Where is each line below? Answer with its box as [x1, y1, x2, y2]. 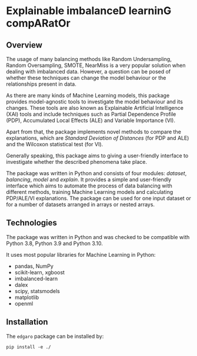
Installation [6, 317, 48, 327]
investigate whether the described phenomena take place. [6, 159, 147, 165]
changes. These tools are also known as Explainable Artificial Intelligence [6, 105, 184, 111]
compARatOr [6, 16, 71, 30]
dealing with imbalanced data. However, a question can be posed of [6, 68, 171, 75]
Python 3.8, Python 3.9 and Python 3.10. [6, 240, 103, 247]
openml [14, 300, 34, 307]
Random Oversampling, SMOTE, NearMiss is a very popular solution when [6, 62, 186, 69]
